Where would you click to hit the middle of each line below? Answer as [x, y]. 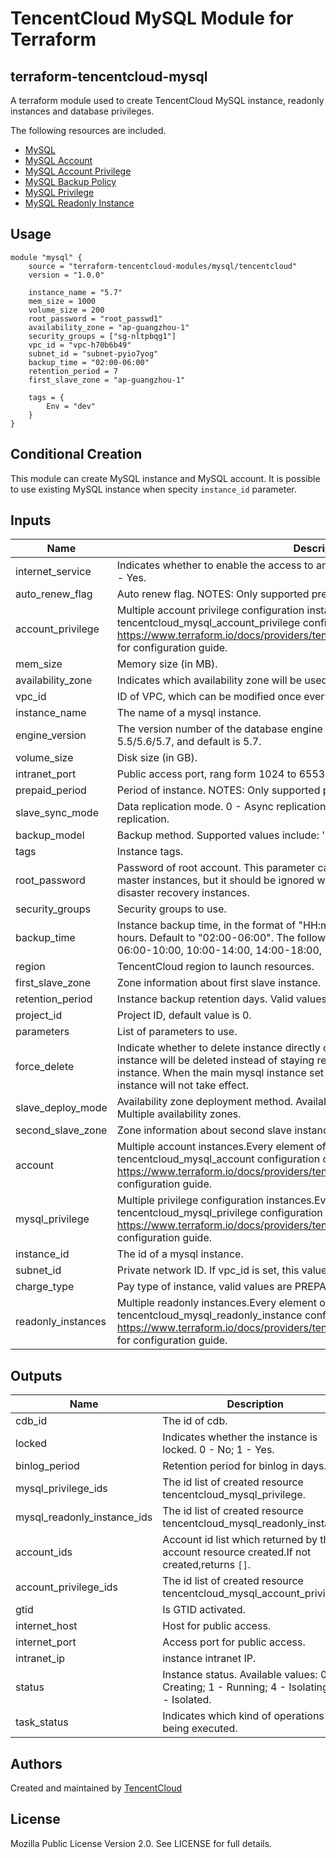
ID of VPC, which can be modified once [209, 697]
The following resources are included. [88, 130]
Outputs [36, 1375]
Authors [36, 1763]
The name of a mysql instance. [189, 713]
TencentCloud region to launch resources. [215, 967]
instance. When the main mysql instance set [220, 1073]
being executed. [200, 1729]
